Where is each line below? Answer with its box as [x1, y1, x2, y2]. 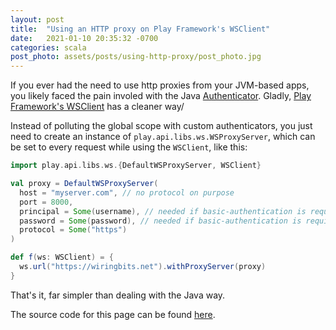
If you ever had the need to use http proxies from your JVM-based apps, [10, 79, 310, 91]
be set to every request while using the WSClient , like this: [10, 141, 248, 153]
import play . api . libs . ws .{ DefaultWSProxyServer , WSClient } [10, 161, 262, 171]
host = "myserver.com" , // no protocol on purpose [19, 187, 235, 198]
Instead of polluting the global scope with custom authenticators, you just [10, 120, 313, 132]
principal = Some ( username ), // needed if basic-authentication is [19, 206, 307, 216]
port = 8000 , [19, 197, 74, 207]
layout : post [10, 14, 65, 25]
